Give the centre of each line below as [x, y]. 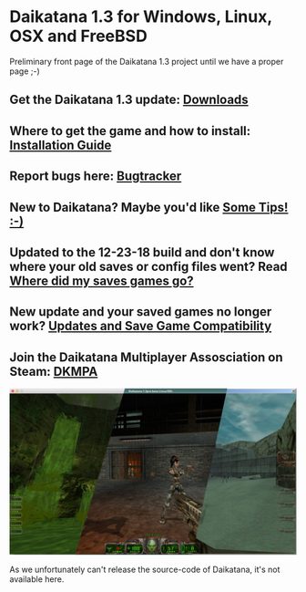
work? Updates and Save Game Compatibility [141, 326]
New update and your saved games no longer [141, 312]
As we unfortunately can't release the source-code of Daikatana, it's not [145, 570]
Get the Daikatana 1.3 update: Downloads [129, 100]
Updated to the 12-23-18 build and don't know [142, 252]
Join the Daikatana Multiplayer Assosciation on [147, 357]
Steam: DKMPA [54, 371]
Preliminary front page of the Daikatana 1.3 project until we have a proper [147, 61]
